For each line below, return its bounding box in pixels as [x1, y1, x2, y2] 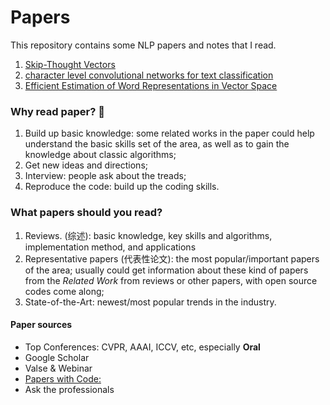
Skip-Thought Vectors [24, 58, 116, 70]
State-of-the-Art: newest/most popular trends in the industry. [24, 296, 277, 308]
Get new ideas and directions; [24, 159, 149, 171]
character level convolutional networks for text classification [24, 69, 274, 81]
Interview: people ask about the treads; [24, 170, 187, 182]
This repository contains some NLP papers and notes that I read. [10, 39, 277, 51]
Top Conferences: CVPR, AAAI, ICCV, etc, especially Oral [24, 341, 261, 353]
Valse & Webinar [24, 362, 93, 374]
